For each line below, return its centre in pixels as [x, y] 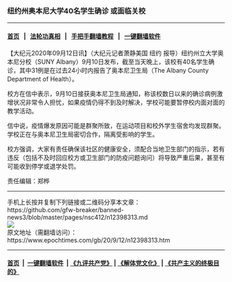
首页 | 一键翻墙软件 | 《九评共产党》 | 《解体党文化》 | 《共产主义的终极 [110, 263]
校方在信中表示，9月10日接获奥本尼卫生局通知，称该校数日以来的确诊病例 [112, 93]
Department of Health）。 [42, 79]
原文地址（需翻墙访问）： [42, 232]
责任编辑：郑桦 [28, 180]
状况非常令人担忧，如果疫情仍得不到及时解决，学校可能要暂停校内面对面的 [119, 102]
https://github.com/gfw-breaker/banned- [66, 209]
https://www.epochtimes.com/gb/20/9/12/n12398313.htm [89, 240]
